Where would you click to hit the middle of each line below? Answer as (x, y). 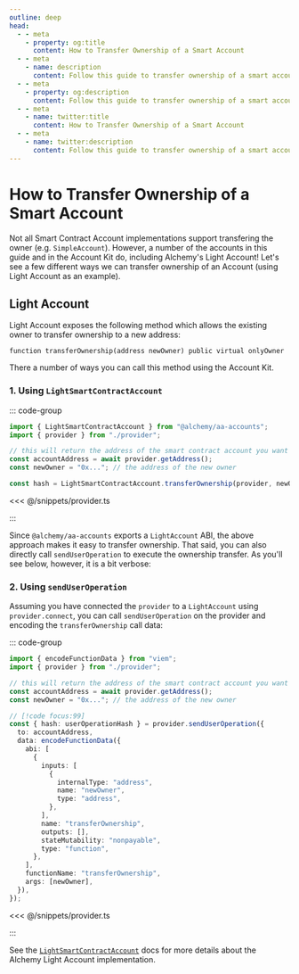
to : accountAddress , (55, 732)
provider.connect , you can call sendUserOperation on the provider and (137, 615)
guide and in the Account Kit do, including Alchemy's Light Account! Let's (144, 257)
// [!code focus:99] (48, 716)
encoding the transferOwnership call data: (86, 625)
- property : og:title (65, 42)
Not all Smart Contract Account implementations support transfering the (141, 238)
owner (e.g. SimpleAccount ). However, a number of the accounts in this (138, 247)
